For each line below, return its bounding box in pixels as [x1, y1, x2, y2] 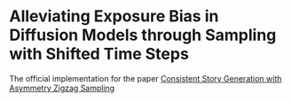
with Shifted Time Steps [9, 44, 189, 64]
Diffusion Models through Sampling [9, 25, 277, 45]
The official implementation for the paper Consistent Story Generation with [9, 73, 282, 83]
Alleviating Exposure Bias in [9, 6, 219, 27]
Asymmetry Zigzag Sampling [9, 82, 115, 93]
